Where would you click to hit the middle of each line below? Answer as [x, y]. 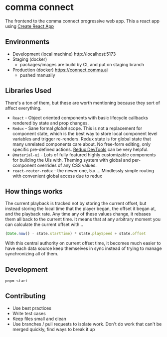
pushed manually [38, 75]
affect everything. [23, 108]
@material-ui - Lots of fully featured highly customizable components [84, 155]
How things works [34, 191]
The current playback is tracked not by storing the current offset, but [76, 204]
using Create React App [30, 26]
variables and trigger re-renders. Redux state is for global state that [82, 139]
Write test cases [29, 313]
